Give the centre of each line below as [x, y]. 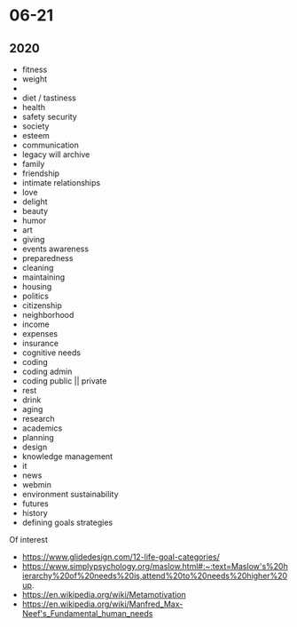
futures [35, 504]
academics [42, 428]
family [33, 164]
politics [35, 296]
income [36, 324]
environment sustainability [70, 494]
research [38, 419]
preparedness [47, 258]
